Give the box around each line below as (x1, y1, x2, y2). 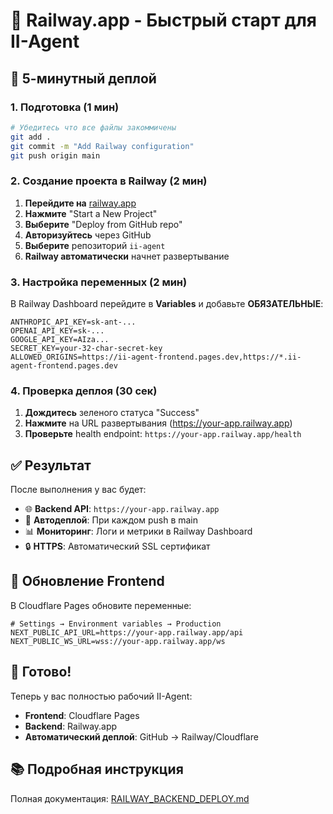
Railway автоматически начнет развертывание (24, 250, 230, 262)
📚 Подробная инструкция (10, 761, 184, 778)
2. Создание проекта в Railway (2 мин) (10, 174, 208, 188)
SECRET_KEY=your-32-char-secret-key (10, 343, 163, 353)
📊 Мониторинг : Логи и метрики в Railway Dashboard (24, 525, 253, 538)
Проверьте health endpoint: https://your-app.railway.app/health (24, 428, 302, 440)
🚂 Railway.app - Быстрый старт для (10, 9, 317, 32)
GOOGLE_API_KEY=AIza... (10, 334, 110, 344)
